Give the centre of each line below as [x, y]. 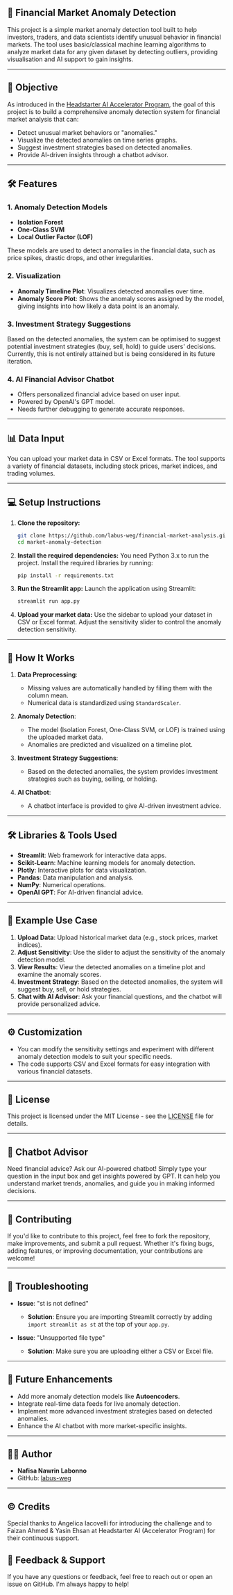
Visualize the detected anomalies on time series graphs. [97, 140]
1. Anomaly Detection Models [58, 207]
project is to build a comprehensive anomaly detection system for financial [114, 111]
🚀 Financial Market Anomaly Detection [92, 13]
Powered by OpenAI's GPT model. [66, 402]
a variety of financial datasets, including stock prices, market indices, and [112, 466]
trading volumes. [31, 473]
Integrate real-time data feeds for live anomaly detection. [98, 1403]
